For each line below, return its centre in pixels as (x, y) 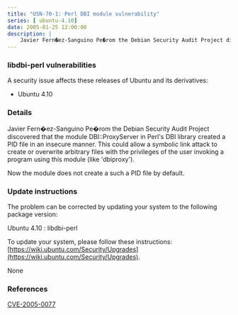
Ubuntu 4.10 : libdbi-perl (42, 228)
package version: (33, 214)
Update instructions (42, 191)
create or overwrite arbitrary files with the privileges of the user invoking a (116, 151)
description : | (30, 34)
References (28, 289)
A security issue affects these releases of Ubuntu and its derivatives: (108, 81)
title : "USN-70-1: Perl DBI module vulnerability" (84, 14)
